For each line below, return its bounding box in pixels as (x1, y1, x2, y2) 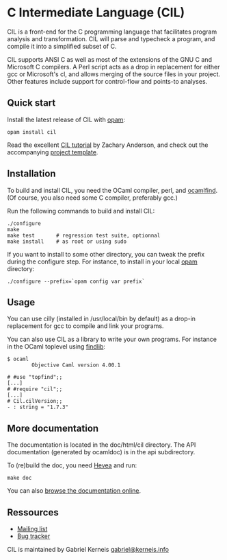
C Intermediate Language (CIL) (7, 5, 185, 21)
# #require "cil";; (7, 386, 63, 393)
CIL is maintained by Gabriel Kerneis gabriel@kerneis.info (7, 546, 170, 553)
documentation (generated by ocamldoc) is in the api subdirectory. (7, 448, 196, 456)
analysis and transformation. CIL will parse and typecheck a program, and (7, 34, 215, 43)
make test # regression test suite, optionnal (7, 232, 161, 239)
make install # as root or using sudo (7, 238, 127, 245)
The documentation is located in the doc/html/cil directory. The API (7, 441, 196, 449)
